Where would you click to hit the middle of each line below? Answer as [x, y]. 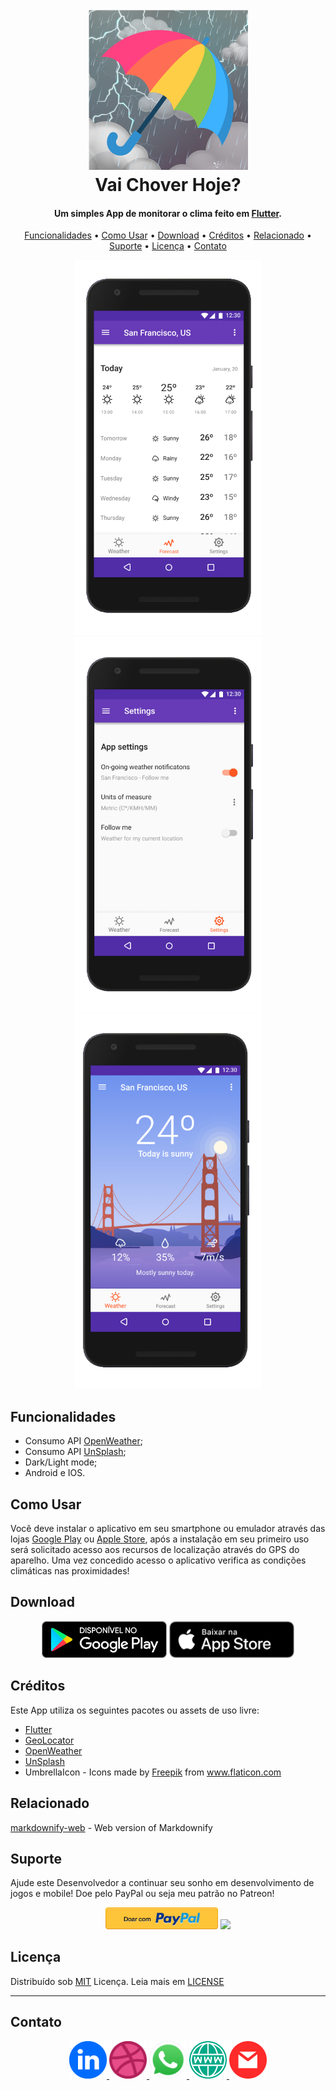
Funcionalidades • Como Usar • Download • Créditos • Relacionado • [168, 235]
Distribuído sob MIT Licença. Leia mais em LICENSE [117, 1981]
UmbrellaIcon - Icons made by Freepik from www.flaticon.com [153, 1772]
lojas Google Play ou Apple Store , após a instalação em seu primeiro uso [160, 1539]
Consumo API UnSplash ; [75, 1452]
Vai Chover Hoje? [168, 185]
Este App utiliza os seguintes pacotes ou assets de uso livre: [135, 1710]
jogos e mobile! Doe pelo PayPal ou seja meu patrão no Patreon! [142, 1894]
